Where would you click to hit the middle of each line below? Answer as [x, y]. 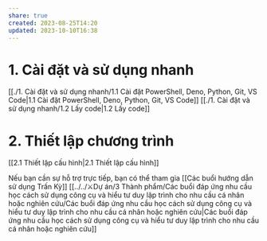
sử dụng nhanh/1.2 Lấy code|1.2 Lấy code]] [79, 109]
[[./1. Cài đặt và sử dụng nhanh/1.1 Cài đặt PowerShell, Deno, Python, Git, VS [133, 91]
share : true [28, 16]
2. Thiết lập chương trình [91, 141]
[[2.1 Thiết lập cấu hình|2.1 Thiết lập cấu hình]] [84, 163]
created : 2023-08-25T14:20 [53, 23]
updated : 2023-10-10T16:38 [53, 30]
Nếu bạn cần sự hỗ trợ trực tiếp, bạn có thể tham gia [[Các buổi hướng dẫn [131, 178]
